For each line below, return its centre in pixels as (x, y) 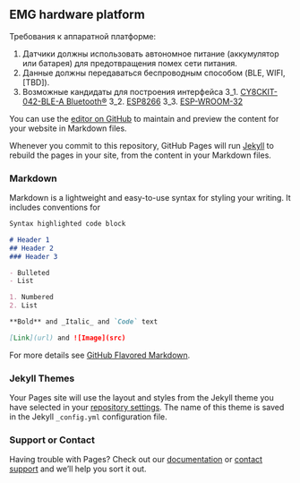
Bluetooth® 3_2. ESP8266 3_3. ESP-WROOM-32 (154, 101)
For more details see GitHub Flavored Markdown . (100, 355)
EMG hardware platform (77, 15)
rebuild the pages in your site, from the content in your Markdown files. (140, 155)
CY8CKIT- (259, 91)
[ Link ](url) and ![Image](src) (68, 338)
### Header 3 (34, 256)
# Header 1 (30, 240)
